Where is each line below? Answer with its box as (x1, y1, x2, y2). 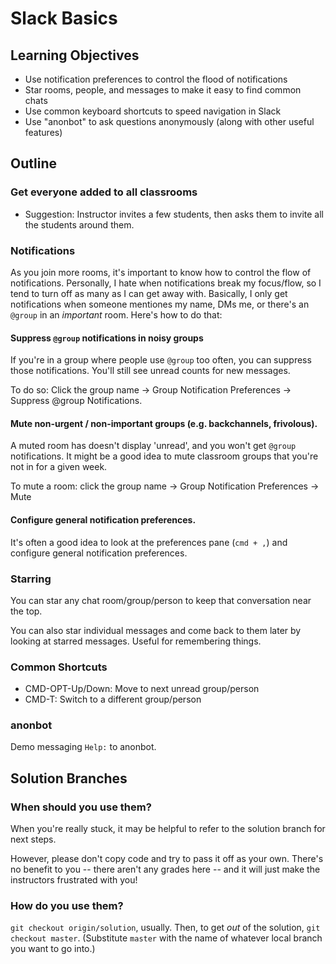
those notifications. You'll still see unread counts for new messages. (10, 365, 291, 377)
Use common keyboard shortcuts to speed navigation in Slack (24, 105, 282, 117)
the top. (10, 605, 43, 617)
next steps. (10, 833, 57, 846)
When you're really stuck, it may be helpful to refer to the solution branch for (10, 823, 326, 835)
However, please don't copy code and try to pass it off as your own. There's (10, 853, 324, 865)
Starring (10, 572, 52, 586)
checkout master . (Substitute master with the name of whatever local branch (10, 932, 323, 944)
